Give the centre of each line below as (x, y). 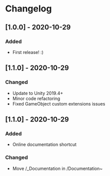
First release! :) (28, 52)
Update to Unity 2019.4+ (38, 93)
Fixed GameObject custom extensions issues (59, 103)
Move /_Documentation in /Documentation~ (57, 168)
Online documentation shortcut (44, 144)
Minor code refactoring (36, 98)
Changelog (28, 9)
